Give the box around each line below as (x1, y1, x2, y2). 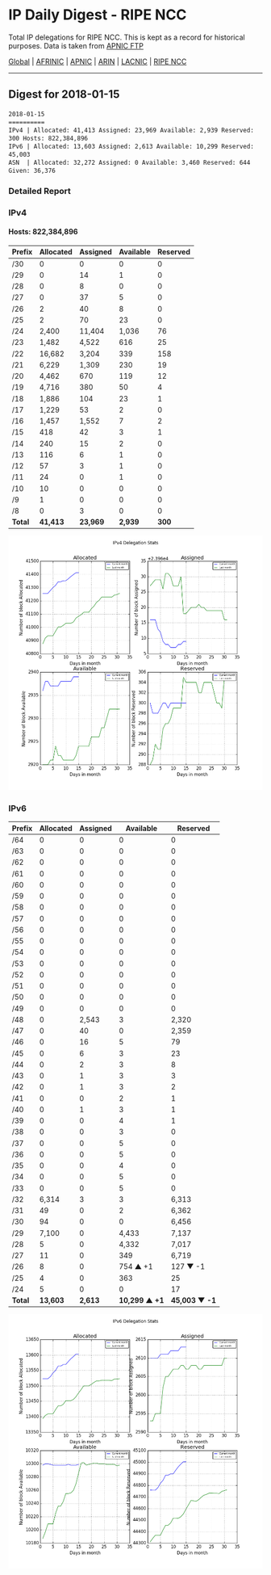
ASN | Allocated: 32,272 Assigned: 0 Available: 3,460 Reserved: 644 (8, 158, 251, 166)
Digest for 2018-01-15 (8, 87, 120, 102)
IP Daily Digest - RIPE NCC (8, 6, 187, 24)
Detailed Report (8, 185, 71, 196)
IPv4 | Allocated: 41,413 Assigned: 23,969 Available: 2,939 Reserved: (8, 126, 254, 134)
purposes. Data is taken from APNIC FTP (8, 40, 144, 50)
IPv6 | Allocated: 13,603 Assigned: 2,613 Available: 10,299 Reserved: (8, 142, 254, 150)
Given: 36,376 (8, 166, 56, 174)
